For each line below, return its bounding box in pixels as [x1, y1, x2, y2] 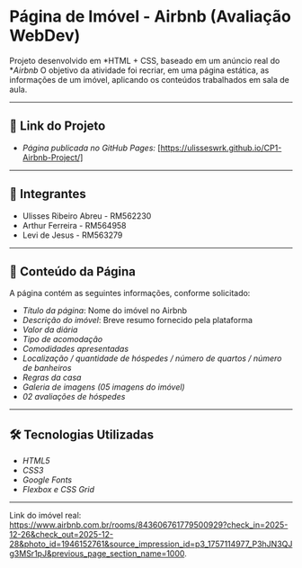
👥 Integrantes [9, 186, 87, 202]
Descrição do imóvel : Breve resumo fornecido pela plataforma [22, 315, 253, 326]
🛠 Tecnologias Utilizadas [9, 427, 155, 442]
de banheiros [22, 363, 72, 374]
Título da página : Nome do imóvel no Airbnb [22, 305, 187, 316]
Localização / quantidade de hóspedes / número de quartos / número [22, 353, 282, 364]
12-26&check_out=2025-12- [9, 529, 114, 540]
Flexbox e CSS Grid [22, 484, 95, 495]
